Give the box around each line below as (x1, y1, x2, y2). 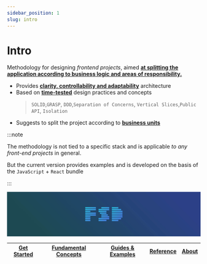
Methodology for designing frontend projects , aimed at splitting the (7, 64, 179, 71)
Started (13, 250, 33, 258)
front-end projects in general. (7, 149, 82, 157)
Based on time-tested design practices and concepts (15, 89, 152, 96)
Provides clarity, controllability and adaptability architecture (15, 82, 171, 90)
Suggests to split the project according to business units (15, 119, 160, 126)
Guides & (111, 244, 135, 252)
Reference (149, 247, 177, 255)
